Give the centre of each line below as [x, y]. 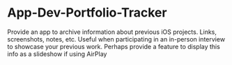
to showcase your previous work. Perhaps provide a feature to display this [114, 46]
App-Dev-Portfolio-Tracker [87, 13]
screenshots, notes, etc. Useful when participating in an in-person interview [116, 39]
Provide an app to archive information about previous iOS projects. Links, [112, 32]
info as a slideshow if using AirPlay [57, 54]
